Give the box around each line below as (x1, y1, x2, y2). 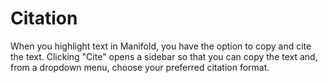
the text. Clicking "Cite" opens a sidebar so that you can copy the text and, (10, 50, 318, 62)
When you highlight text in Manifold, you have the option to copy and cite (10, 40, 312, 52)
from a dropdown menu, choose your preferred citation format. (10, 61, 270, 73)
